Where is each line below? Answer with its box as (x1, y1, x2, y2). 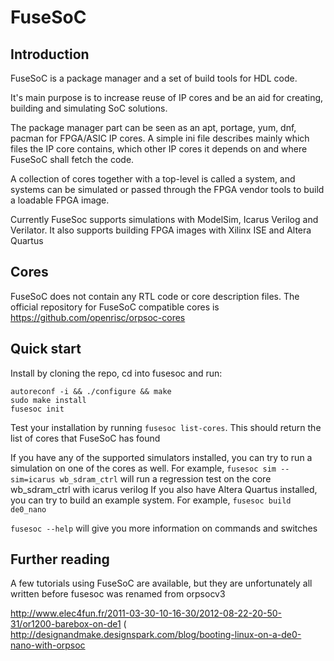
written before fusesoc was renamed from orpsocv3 (10, 588, 226, 600)
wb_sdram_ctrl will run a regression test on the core (59, 472, 272, 485)
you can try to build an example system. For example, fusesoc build (10, 494, 292, 506)
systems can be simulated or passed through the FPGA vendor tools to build (10, 184, 325, 195)
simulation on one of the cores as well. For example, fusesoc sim (10, 462, 277, 474)
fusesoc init (10, 404, 65, 414)
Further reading (10, 551, 110, 568)
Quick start (10, 341, 82, 358)
